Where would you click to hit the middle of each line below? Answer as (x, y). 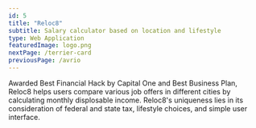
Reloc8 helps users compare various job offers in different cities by (120, 91)
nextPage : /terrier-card (50, 53)
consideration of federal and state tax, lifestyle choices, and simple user (128, 108)
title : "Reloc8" (35, 23)
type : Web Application (46, 38)
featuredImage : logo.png (50, 46)
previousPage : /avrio (45, 61)
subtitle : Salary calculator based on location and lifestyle (115, 30)
